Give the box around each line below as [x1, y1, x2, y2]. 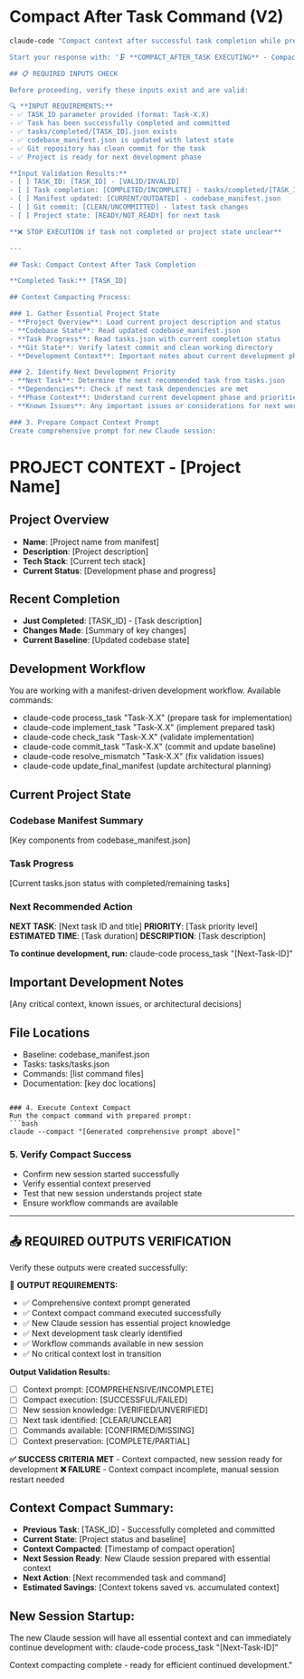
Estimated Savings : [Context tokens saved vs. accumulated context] [22, 1582, 280, 1593]
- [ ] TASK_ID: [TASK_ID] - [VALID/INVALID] [9, 177, 180, 187]
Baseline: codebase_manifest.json [22, 1049, 150, 1060]
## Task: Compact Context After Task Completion [9, 260, 196, 269]
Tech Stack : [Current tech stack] [22, 555, 147, 566]
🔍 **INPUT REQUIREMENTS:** [9, 102, 114, 111]
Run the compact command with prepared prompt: [9, 1111, 193, 1121]
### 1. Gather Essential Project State [9, 309, 160, 318]
